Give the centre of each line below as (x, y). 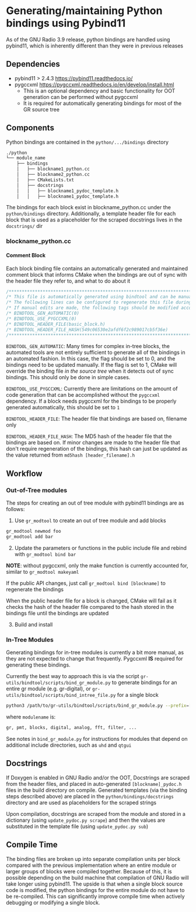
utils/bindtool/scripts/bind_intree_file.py (61, 696)
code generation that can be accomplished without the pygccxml (83, 395)
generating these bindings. (38, 665)
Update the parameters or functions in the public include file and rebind (100, 548)
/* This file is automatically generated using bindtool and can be (91, 297)
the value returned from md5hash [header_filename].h (71, 455)
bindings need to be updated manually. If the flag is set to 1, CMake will (91, 365)
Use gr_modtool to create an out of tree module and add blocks (90, 520)
